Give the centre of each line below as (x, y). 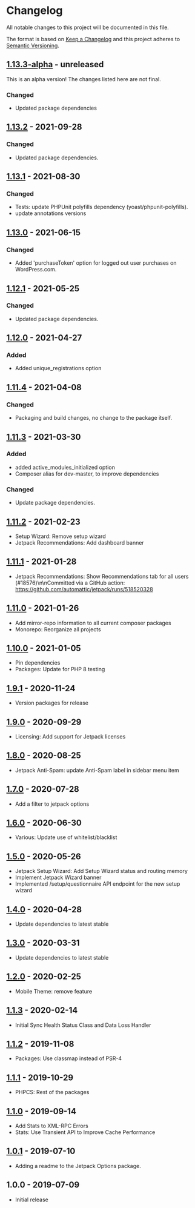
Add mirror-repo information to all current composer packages (93, 623)
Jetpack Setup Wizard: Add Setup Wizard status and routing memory (101, 871)
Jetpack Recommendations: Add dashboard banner (79, 542)
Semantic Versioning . (33, 45)
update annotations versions (51, 213)
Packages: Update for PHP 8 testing (60, 669)
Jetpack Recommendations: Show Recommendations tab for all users (102, 576)
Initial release (31, 1200)
